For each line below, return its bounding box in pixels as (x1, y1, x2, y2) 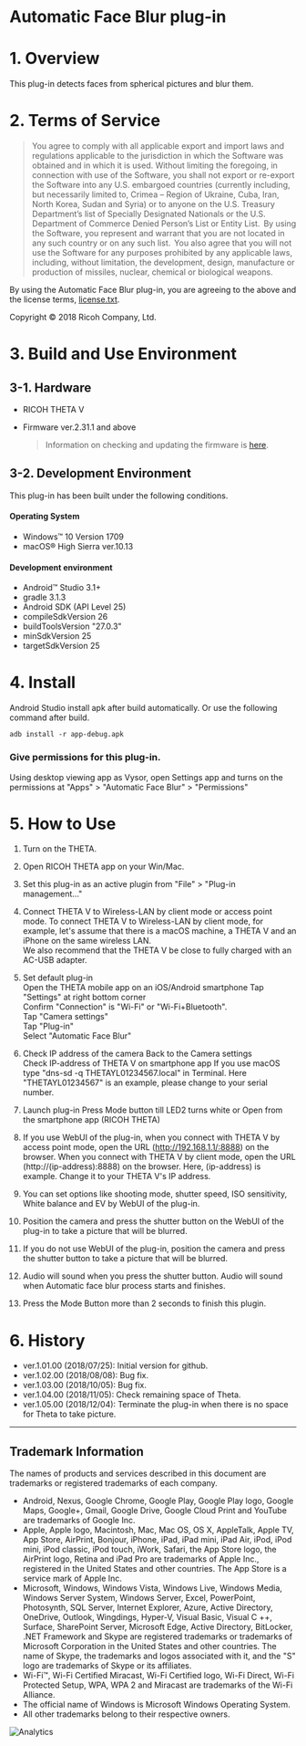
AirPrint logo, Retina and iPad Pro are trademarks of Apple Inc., (22, 1553, 260, 1564)
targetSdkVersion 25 (22, 641, 100, 652)
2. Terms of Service (9, 110, 161, 131)
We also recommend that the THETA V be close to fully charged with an (22, 945, 292, 956)
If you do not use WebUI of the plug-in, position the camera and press (22, 1243, 286, 1254)
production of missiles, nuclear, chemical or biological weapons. (31, 267, 273, 277)
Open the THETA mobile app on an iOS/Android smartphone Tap (22, 982, 264, 993)
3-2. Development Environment (9, 465, 191, 481)
